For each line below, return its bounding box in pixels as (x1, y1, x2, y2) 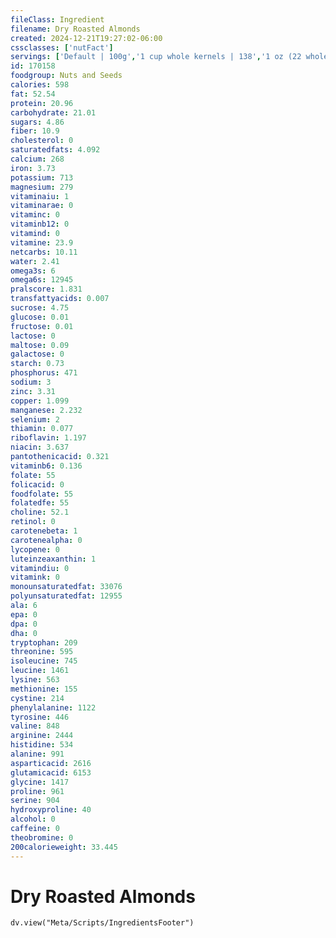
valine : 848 (10, 721, 60, 731)
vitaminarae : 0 (10, 201, 74, 211)
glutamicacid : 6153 (10, 767, 92, 778)
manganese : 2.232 (10, 405, 83, 415)
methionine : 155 (10, 684, 78, 694)
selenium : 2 (10, 414, 60, 425)
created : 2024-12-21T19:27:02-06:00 (10, 33, 163, 43)
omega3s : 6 (10, 266, 56, 276)
